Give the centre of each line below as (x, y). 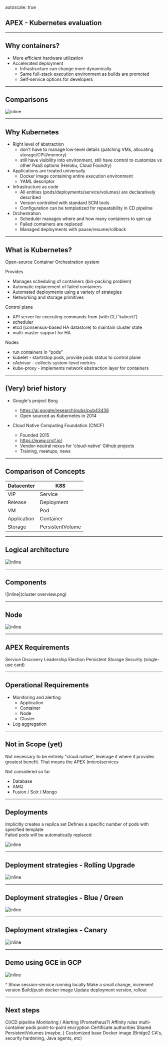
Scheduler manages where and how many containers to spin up (85, 219)
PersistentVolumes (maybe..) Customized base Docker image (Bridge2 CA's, (84, 1033)
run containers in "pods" (38, 352)
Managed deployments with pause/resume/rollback (73, 230)
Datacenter (21, 486)
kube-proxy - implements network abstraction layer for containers (80, 368)
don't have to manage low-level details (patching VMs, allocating (87, 149)
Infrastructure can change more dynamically (65, 68)
